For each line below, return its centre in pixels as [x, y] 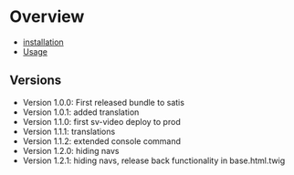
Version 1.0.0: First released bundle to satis [104, 102]
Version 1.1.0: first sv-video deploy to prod [101, 121]
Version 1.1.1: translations [69, 131]
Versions [36, 81]
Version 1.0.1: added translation [81, 112]
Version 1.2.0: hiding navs [71, 150]
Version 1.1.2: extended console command [101, 141]
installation [43, 42]
